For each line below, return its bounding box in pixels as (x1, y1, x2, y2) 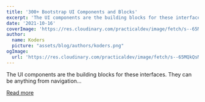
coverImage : (6, 25, 37, 32)
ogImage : (6, 49, 29, 55)
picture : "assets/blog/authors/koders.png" (12, 43, 124, 49)
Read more (6, 89, 34, 96)
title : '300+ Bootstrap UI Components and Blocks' (6, 8, 138, 15)
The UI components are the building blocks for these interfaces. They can (6, 70, 192, 78)
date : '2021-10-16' (6, 20, 56, 26)
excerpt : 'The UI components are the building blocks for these (6, 15, 173, 21)
